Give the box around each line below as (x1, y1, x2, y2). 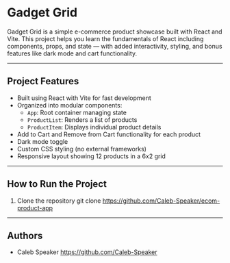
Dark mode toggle (16, 137, 68, 145)
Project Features (7, 75, 79, 87)
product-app (16, 203, 53, 212)
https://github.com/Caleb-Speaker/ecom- (102, 197, 220, 205)
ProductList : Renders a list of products (27, 115, 138, 124)
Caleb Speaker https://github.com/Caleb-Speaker (16, 248, 157, 256)
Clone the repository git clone (16, 197, 101, 205)
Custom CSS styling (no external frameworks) (16, 145, 147, 153)
